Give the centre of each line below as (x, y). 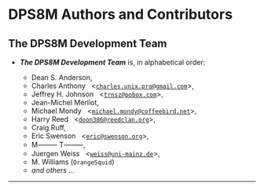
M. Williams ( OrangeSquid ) (73, 162)
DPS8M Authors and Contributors (121, 15)
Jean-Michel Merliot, (65, 102)
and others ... (53, 170)
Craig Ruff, (49, 128)
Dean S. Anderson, (62, 77)
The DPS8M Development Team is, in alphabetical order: (112, 62)
